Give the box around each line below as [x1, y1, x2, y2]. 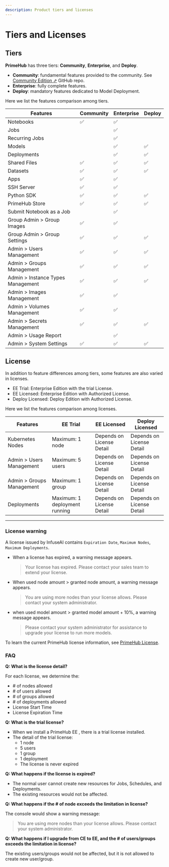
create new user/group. [5, 856, 54, 862]
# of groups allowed [12, 694, 54, 700]
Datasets [8, 167, 29, 174]
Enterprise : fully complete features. [12, 82, 87, 88]
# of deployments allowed [12, 699, 66, 705]
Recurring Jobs [8, 134, 44, 141]
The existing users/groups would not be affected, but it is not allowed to [5, 850, 154, 857]
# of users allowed [12, 688, 51, 694]
